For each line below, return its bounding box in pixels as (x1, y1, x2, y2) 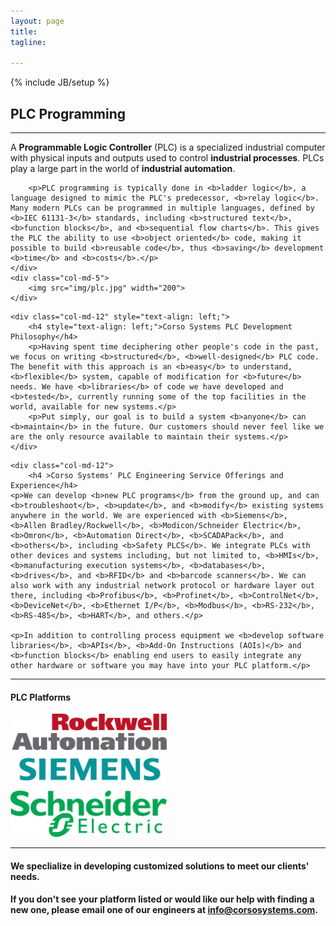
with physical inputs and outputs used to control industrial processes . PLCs (10, 152, 325, 164)
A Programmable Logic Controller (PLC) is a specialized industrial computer (10, 141, 326, 154)
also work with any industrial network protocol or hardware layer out (10, 581, 315, 591)
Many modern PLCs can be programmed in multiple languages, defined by (10, 203, 315, 214)
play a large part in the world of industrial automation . (10, 163, 236, 175)
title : (10, 26, 38, 37)
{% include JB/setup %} (10, 76, 110, 89)
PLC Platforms (10, 691, 72, 703)
